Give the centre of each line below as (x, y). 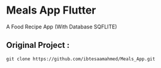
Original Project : (38, 45)
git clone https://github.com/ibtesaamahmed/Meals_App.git (81, 59)
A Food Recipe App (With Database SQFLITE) (62, 27)
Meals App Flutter (51, 10)
